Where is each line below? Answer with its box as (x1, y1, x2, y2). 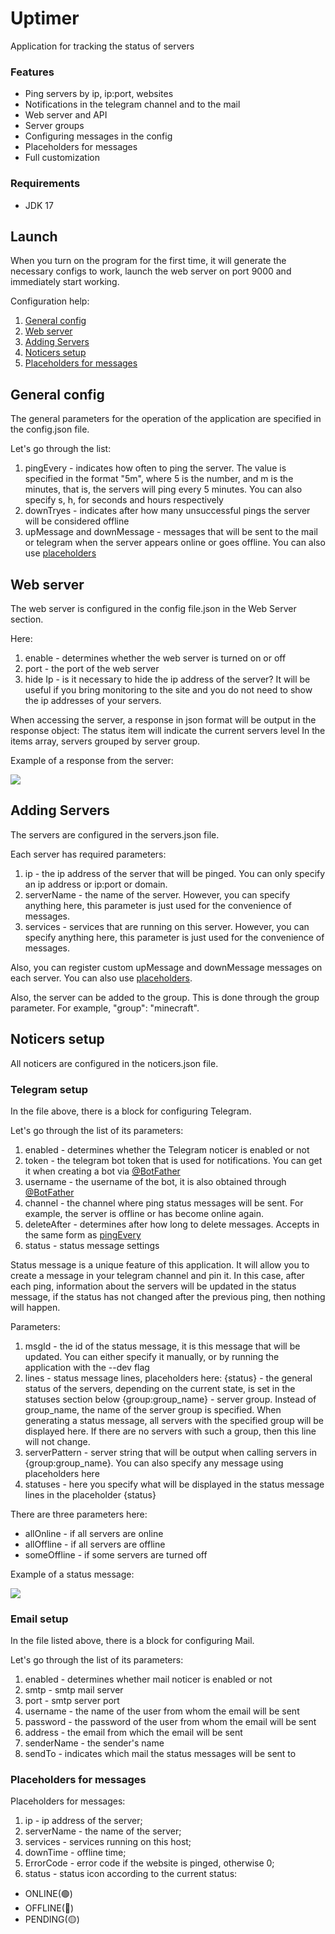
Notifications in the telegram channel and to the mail (24, 98, 241, 111)
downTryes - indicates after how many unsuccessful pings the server (24, 505, 311, 517)
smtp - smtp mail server (24, 1684, 124, 1696)
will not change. (24, 1435, 91, 1447)
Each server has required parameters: (10, 848, 167, 860)
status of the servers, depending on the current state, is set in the (24, 1382, 296, 1394)
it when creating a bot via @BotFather (24, 1165, 181, 1177)
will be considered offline (24, 515, 130, 527)
